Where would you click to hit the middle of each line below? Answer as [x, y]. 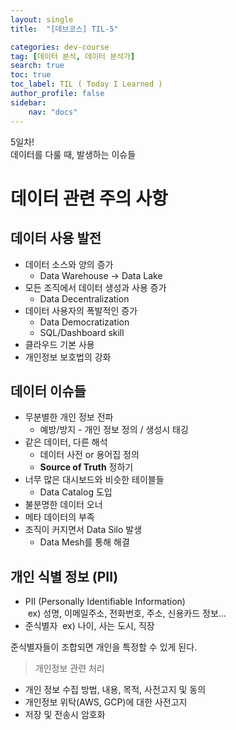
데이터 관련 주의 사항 [89, 198]
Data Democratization [84, 322]
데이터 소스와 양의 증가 [69, 264]
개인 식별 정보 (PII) [64, 576]
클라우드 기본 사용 [59, 344]
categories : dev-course [60, 47]
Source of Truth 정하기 [86, 467]
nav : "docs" [53, 112]
